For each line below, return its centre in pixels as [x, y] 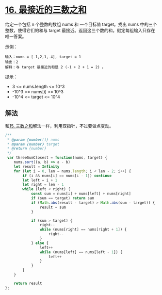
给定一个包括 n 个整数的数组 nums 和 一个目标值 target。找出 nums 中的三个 [81, 24]
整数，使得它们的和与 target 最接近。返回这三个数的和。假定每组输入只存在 [80, 30]
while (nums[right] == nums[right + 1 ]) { [83, 229]
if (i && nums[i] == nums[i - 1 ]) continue [67, 176]
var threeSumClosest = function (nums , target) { [57, 158]
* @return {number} [27, 148]
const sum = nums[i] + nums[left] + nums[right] [81, 194]
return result [28, 283]
